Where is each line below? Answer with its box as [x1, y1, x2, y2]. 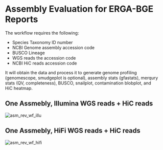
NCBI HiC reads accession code [12, 60, 77, 66]
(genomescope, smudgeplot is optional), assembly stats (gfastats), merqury [5, 75, 158, 81]
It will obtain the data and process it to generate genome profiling [5, 69, 137, 75]
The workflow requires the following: [5, 30, 79, 36]
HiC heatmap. [5, 85, 33, 91]
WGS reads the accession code [12, 55, 76, 61]
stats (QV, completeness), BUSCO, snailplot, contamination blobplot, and [5, 80, 152, 86]
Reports [5, 14, 38, 25]
